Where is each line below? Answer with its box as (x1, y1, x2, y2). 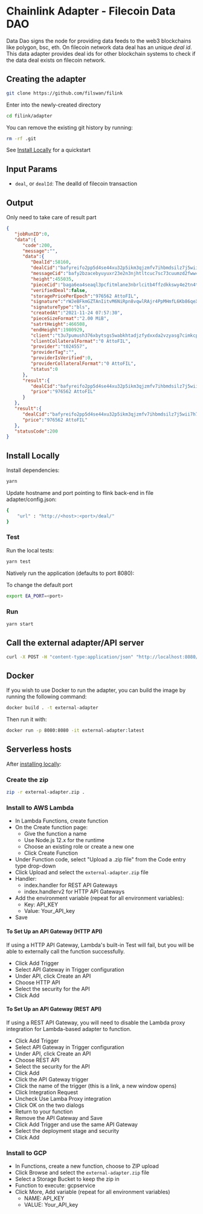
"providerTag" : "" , (30, 350, 77, 356)
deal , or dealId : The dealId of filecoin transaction (14, 180, 138, 187)
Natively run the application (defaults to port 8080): (6, 569, 135, 577)
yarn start (6, 621, 34, 627)
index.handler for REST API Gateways (24, 881, 118, 889)
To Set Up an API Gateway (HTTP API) (6, 927, 103, 935)
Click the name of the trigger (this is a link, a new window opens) (14, 1082, 177, 1089)
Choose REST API (14, 1056, 60, 1064)
